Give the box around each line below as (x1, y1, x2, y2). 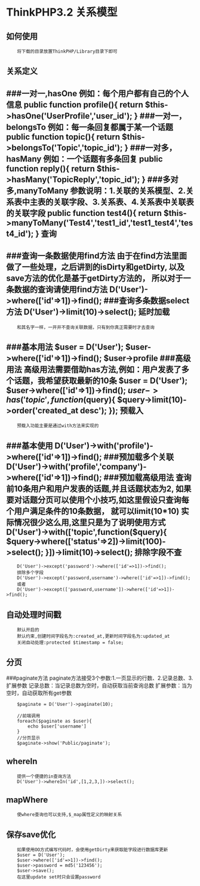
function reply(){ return (6, 163, 96, 173)
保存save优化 (6, 829, 56, 839)
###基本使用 (6, 440, 53, 450)
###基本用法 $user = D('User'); (6, 342, 124, 352)
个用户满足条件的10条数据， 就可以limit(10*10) (6, 506, 180, 516)
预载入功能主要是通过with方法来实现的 (17, 423, 99, 429)
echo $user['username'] (27, 723, 87, 729)
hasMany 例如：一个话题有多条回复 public (6, 154, 163, 164)
